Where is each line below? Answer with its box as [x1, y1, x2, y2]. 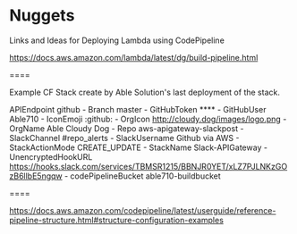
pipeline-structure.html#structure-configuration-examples [9, 214, 224, 225]
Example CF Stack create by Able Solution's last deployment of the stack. [9, 87, 280, 97]
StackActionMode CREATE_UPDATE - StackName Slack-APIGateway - [9, 142, 268, 153]
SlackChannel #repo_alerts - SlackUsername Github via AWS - [9, 132, 240, 143]
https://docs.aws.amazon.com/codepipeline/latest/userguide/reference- [9, 205, 276, 215]
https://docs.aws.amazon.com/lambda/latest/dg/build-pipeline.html [9, 52, 259, 63]
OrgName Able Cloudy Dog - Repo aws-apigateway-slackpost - [9, 122, 244, 134]
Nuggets [9, 5, 75, 26]
